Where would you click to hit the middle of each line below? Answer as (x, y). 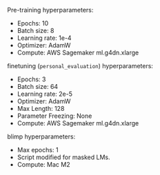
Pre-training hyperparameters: (50, 10)
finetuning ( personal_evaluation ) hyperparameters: (80, 66)
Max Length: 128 (41, 109)
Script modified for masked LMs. (63, 157)
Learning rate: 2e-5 (44, 94)
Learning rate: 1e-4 (44, 38)
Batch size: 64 (38, 86)
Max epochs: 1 (38, 150)
